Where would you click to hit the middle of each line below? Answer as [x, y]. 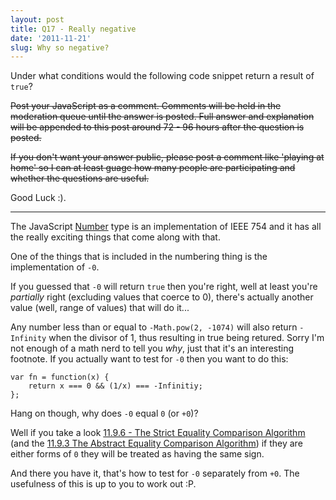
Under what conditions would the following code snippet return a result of [162, 76]
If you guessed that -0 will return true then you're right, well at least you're [164, 287]
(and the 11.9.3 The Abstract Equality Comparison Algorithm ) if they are [156, 443]
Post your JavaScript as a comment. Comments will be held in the [146, 106]
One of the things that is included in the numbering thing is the [139, 257]
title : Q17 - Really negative [73, 29]
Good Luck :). [38, 198]
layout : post [37, 19]
